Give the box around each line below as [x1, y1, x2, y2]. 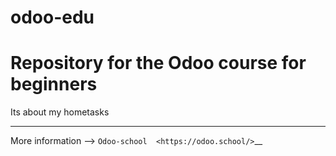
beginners [10, 73, 98, 96]
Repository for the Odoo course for [10, 52, 307, 75]
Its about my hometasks [10, 106, 110, 118]
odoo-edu [10, 6, 95, 29]
